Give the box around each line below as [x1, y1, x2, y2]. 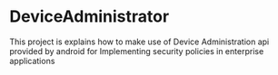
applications [9, 55, 55, 66]
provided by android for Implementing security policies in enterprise [9, 45, 264, 56]
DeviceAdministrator [9, 6, 170, 27]
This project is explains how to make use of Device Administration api [9, 36, 270, 47]
